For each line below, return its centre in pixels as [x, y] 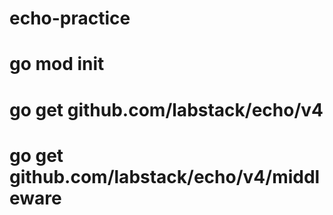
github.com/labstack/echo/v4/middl [165, 176]
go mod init [57, 64]
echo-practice [70, 18]
